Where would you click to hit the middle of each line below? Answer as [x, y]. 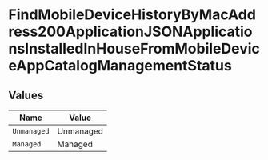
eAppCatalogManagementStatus [120, 66]
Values [26, 95]
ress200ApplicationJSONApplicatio [131, 32]
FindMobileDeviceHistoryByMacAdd [132, 15]
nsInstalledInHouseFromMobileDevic [134, 49]
